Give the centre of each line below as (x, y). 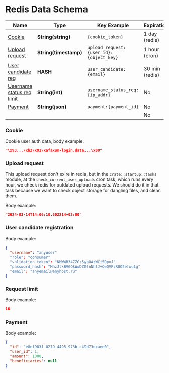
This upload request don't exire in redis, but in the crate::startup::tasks (81, 174)
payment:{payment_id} (113, 107)
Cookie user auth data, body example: (45, 141)
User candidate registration (39, 228)
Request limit (22, 289)
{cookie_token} (105, 37)
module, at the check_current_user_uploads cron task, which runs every (79, 179)
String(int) (50, 92)
